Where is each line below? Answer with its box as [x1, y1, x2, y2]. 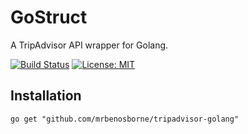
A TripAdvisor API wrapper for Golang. [10, 39, 169, 51]
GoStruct [10, 6, 88, 29]
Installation [10, 87, 82, 105]
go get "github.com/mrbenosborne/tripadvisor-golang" [10, 114, 240, 124]
